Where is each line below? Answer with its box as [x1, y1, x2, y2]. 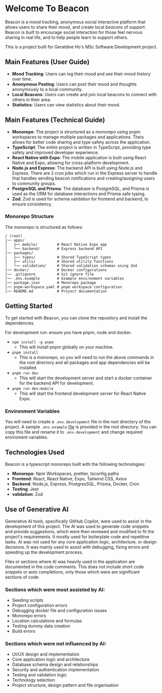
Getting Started [5, 302, 53, 310]
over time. [12, 76, 32, 82]
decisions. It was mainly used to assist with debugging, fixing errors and [5, 544, 149, 550]
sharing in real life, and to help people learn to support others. [5, 34, 129, 40]
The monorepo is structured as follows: [5, 224, 83, 230]
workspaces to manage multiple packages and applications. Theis [12, 134, 144, 140]
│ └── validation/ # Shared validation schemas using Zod [5, 263, 137, 268]
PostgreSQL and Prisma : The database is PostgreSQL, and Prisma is [12, 186, 149, 191]
